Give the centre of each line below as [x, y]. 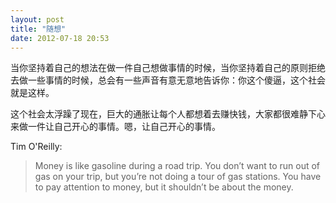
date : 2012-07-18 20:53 [60, 38]
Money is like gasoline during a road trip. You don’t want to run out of [177, 166]
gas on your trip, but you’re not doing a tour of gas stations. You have [178, 177]
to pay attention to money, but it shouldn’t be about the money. [164, 187]
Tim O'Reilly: [36, 147]
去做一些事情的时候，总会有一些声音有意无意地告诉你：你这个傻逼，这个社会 [168, 80]
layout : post [37, 19]
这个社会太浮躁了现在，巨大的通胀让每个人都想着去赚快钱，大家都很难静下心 [168, 114]
